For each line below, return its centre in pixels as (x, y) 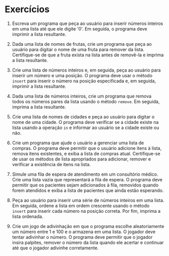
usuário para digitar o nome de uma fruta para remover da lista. (78, 49)
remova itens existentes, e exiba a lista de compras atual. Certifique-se (86, 153)
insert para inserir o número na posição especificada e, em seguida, (84, 81)
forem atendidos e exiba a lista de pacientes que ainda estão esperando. (88, 190)
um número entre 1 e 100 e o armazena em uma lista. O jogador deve (84, 232)
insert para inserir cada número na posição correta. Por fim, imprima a (86, 211)
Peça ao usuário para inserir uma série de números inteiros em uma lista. (88, 200)
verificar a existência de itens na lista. (51, 164)
